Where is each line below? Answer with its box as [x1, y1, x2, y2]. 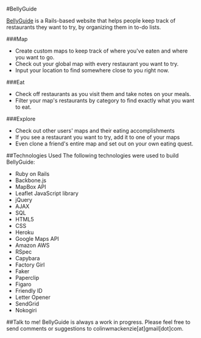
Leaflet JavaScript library [15, 189, 79, 197]
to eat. [15, 103, 32, 111]
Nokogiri [15, 307, 37, 314]
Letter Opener [15, 293, 51, 301]
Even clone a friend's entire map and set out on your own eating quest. [15, 140, 194, 147]
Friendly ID [15, 287, 43, 294]
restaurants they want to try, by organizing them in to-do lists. [6, 24, 161, 31]
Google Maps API [15, 235, 59, 242]
